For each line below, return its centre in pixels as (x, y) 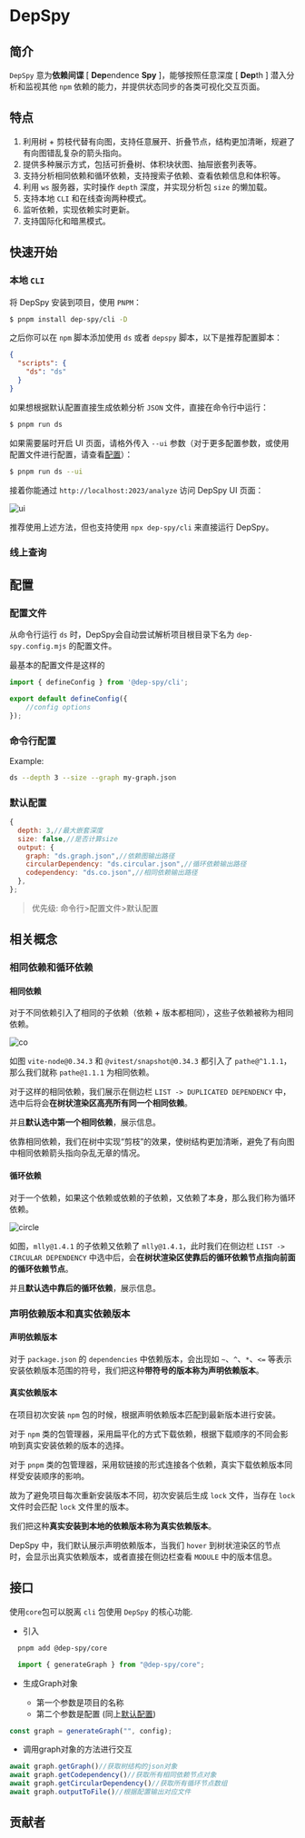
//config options (59, 707)
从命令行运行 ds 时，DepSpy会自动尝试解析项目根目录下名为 (122, 635)
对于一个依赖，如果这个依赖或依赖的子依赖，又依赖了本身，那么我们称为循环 (152, 1197)
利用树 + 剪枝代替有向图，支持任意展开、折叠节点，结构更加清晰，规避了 (158, 141)
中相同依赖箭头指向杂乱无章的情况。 (77, 1153)
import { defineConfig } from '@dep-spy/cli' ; (99, 682)
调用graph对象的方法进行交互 (78, 1749)
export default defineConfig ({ (69, 699)
